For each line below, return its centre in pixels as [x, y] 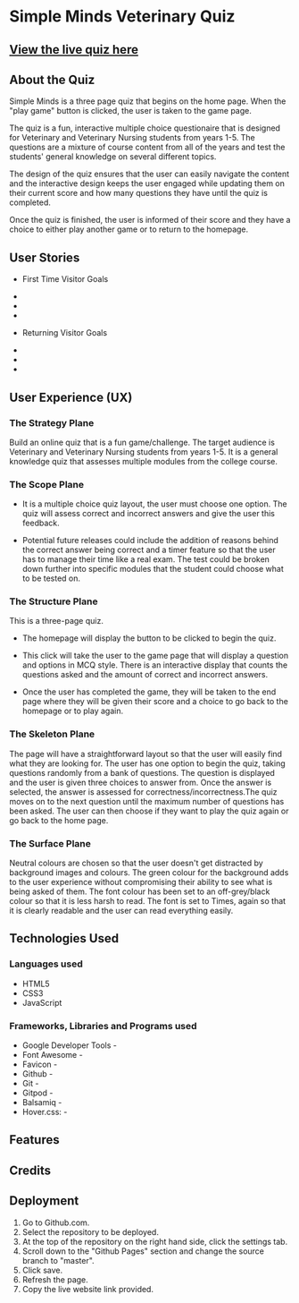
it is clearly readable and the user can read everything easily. [121, 911]
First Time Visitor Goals [65, 279]
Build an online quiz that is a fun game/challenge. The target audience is [142, 442]
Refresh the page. [55, 1279]
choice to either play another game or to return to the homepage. [129, 229]
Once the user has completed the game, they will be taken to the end [149, 692]
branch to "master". [58, 1260]
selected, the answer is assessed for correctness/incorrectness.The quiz [144, 792]
